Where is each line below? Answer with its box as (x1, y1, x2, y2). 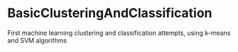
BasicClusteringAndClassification (7, 5, 212, 21)
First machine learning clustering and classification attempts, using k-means (7, 28, 231, 37)
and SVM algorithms (7, 36, 67, 44)
